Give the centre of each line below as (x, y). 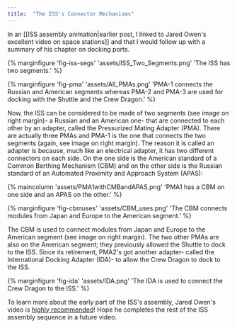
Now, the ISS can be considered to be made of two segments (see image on (118, 113)
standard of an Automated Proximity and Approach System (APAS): (105, 173)
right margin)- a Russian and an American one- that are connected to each (116, 120)
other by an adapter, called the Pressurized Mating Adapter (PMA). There (114, 128)
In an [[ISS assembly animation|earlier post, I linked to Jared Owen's (107, 34)
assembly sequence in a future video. (62, 317)
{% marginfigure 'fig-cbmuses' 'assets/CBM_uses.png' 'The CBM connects (117, 208)
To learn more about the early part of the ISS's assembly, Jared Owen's (111, 302)
